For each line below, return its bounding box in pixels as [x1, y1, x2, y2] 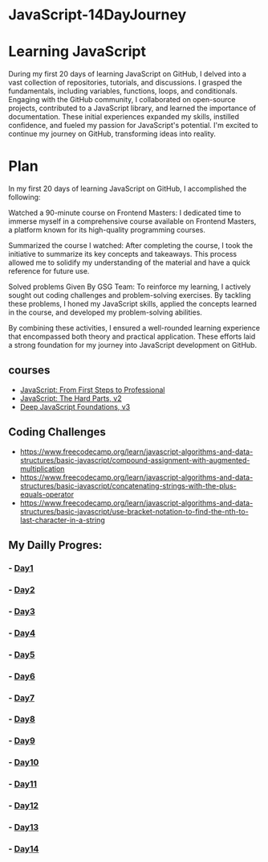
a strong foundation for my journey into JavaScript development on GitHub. [8, 340, 258, 350]
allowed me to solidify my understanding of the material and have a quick [8, 258, 250, 267]
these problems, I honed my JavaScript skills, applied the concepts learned [8, 299, 257, 309]
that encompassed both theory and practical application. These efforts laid [8, 332, 256, 341]
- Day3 [8, 605, 35, 617]
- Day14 [8, 843, 39, 854]
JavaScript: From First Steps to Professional [19, 385, 165, 394]
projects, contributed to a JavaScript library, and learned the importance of [8, 103, 257, 113]
